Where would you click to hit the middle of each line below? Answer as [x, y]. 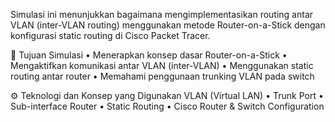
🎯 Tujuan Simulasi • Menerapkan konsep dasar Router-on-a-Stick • [149, 55]
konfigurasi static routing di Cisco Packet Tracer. [110, 35]
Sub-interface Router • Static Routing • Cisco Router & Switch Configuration [167, 106]
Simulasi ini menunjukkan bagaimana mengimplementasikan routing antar [162, 14]
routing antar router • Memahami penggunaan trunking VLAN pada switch [162, 76]
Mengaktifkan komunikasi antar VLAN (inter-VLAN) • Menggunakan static [162, 65]
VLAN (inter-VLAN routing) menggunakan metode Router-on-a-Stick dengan [168, 25]
